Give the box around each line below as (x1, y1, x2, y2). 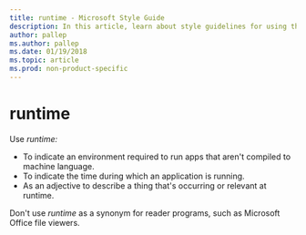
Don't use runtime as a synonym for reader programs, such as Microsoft (9, 207, 280, 219)
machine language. (22, 160, 95, 171)
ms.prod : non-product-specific (9, 65, 128, 74)
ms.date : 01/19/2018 (9, 47, 88, 56)
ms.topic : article (9, 56, 79, 65)
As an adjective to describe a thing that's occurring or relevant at (22, 179, 267, 191)
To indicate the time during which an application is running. (22, 170, 245, 181)
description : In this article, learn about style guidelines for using (9, 22, 287, 31)
